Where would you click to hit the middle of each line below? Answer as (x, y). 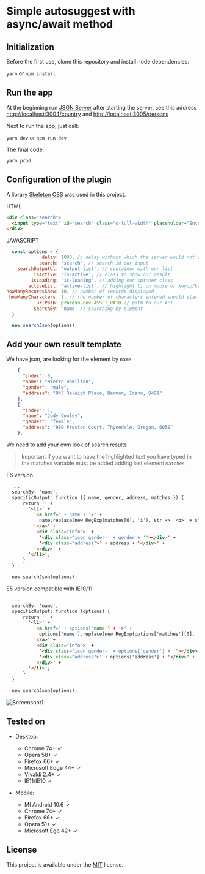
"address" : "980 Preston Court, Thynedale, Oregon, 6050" (98, 428)
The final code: (25, 149)
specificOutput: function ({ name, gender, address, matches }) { (98, 497)
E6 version (20, 475)
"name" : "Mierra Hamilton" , (58, 382)
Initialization (31, 47)
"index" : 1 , (38, 410)
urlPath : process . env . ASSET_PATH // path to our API (105, 303)
